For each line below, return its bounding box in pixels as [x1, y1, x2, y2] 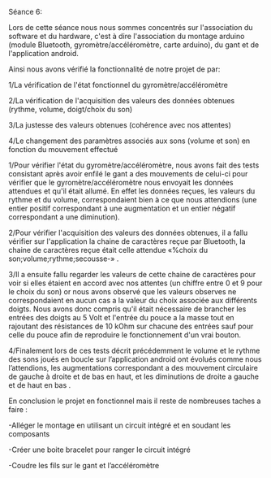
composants [8, 429, 50, 438]
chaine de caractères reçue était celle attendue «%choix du [8, 246, 209, 254]
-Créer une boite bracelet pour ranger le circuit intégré [8, 445, 191, 454]
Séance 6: [8, 7, 43, 16]
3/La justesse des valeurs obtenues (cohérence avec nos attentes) [8, 120, 231, 129]
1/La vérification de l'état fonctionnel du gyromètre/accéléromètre [8, 80, 229, 89]
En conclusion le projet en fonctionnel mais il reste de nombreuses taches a [8, 396, 261, 406]
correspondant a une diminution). [8, 212, 120, 222]
